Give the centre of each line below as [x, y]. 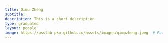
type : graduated [22, 23]
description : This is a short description [50, 19]
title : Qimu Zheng [24, 10]
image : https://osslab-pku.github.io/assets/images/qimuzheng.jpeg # [80, 33]
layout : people [21, 28]
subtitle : [15, 14]
